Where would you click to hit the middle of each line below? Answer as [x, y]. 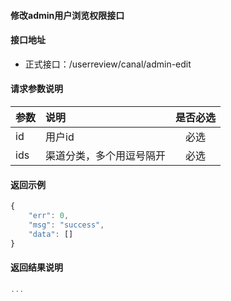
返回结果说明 [36, 267]
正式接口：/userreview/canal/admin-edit [108, 64]
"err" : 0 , [49, 216]
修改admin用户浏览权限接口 [67, 15]
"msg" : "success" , [66, 225]
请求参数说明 [36, 89]
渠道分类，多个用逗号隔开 [106, 155]
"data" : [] [51, 234]
